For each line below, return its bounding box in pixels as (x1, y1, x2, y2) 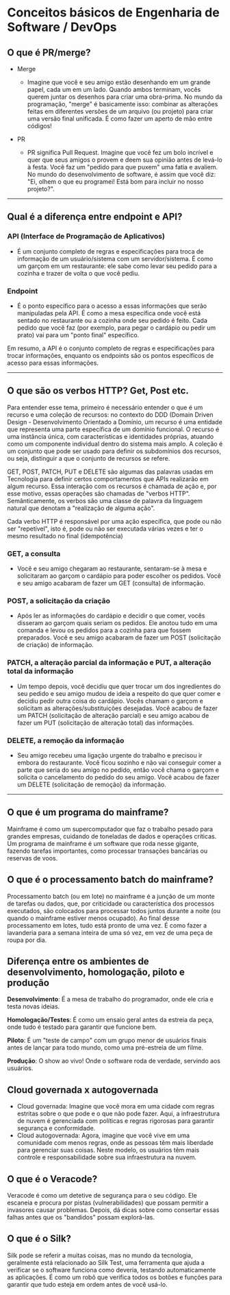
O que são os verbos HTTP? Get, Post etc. (7, 385, 190, 397)
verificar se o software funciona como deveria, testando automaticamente (7, 1266, 216, 1274)
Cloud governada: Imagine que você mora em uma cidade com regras (16, 1102, 215, 1111)
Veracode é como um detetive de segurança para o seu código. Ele (7, 1191, 197, 1200)
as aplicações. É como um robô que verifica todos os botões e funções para (7, 1273, 222, 1281)
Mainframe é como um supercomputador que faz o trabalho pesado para (7, 825, 214, 833)
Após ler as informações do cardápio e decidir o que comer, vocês (16, 612, 205, 620)
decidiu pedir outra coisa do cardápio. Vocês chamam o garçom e (16, 697, 203, 705)
